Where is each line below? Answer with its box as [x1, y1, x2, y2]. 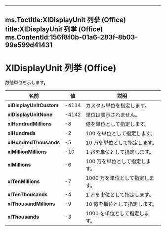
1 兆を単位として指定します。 [85, 149, 154, 156]
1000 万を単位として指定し [85, 174, 150, 181]
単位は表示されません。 [85, 112, 140, 118]
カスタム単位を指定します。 [85, 102, 150, 109]
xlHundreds [7, 130, 36, 137]
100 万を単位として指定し [85, 158, 146, 165]
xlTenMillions [7, 178, 40, 185]
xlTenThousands [7, 191, 48, 198]
